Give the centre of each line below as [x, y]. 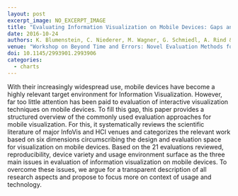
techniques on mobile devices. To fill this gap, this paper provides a [106, 109]
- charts [27, 67]
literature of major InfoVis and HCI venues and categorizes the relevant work [119, 132]
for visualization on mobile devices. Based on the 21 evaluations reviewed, [115, 146]
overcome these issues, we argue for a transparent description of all [107, 169]
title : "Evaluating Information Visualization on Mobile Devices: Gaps [115, 27]
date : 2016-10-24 [33, 34]
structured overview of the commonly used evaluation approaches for [109, 117]
